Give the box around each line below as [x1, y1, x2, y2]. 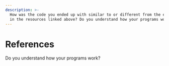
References [5, 38, 54, 50]
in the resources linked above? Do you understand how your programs [10, 17, 158, 22]
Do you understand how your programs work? [5, 55, 101, 61]
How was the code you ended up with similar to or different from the [10, 12, 161, 17]
